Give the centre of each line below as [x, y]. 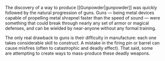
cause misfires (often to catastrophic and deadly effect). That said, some [79, 48]
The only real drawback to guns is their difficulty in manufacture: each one [81, 38]
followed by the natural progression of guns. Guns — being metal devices [80, 13]
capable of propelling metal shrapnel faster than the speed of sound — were [82, 18]
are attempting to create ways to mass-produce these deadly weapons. [78, 53]
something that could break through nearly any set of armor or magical [77, 23]
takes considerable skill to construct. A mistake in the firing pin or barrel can [82, 43]
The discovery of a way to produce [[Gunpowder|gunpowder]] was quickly [81, 8]
